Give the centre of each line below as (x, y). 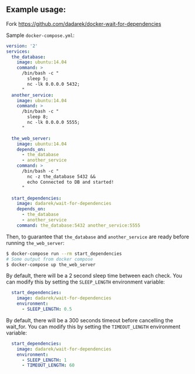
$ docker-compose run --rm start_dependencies (64, 254)
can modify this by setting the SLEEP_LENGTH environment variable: (86, 282)
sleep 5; (38, 79)
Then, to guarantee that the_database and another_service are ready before (98, 237)
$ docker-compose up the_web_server (51, 265)
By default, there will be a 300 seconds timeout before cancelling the (90, 320)
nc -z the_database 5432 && (61, 176)
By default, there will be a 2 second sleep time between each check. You (94, 276)
